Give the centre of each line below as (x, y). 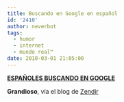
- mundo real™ (33, 52)
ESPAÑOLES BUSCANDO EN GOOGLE (61, 78)
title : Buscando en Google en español (62, 13)
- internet (29, 45)
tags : (15, 33)
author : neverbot (32, 26)
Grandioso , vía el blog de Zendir (53, 91)
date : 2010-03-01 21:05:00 (46, 59)
